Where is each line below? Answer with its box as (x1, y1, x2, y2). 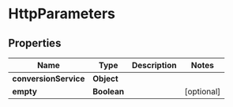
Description (131, 60, 177, 71)
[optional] (184, 86, 221, 97)
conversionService (12, 73, 85, 84)
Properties (8, 36, 62, 50)
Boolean (92, 86, 125, 97)
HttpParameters (8, 5, 116, 23)
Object (92, 73, 118, 84)
